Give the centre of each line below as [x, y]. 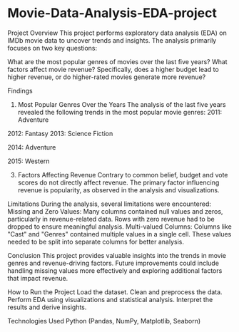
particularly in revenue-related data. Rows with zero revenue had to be [111, 219]
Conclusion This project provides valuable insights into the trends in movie [117, 255]
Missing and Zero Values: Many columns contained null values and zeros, [115, 211]
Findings [20, 90]
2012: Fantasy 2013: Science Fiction [60, 133]
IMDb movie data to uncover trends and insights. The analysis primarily [112, 40]
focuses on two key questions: [52, 48]
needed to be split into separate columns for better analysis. [96, 242]
